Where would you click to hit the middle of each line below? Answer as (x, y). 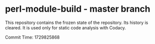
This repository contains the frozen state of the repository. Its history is (77, 22)
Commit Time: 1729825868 (33, 37)
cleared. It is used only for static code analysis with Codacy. (66, 27)
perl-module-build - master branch (78, 9)
